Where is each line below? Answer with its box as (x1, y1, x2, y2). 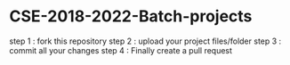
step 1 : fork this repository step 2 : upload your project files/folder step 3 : (9, 36, 282, 46)
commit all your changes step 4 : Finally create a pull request (9, 45, 233, 55)
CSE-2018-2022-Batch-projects (9, 6, 253, 27)
